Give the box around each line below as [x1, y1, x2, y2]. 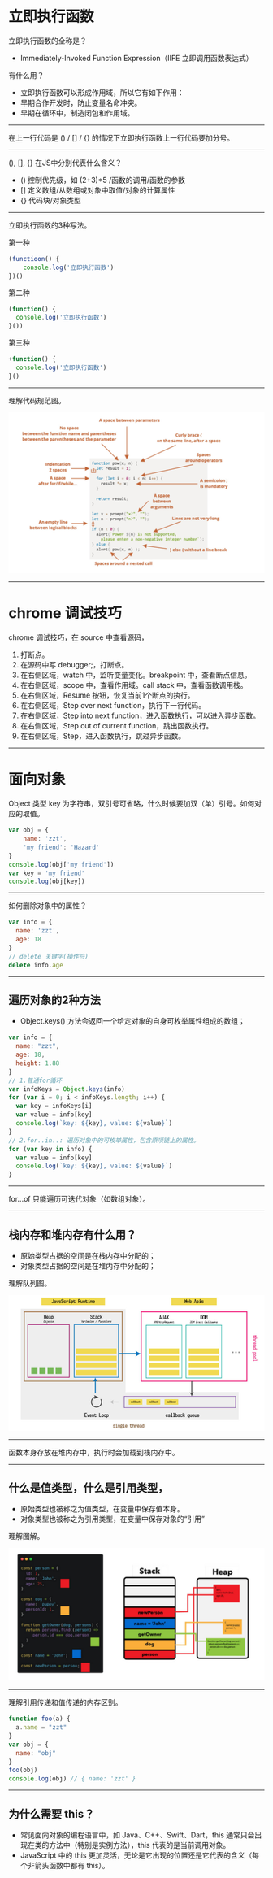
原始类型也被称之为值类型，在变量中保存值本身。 [19, 1504, 184, 1514]
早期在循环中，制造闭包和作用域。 [19, 107, 135, 118]
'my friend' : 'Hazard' [23, 843, 100, 851]
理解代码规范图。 [8, 395, 66, 405]
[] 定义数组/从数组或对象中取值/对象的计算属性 [19, 185, 176, 195]
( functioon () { [8, 254, 60, 263]
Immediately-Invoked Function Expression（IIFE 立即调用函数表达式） [19, 53, 253, 63]
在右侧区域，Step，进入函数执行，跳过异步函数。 [19, 731, 185, 741]
